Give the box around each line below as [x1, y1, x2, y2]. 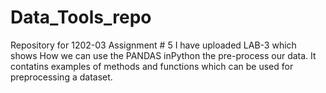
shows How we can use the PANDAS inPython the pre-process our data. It [10, 49, 317, 61]
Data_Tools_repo [10, 6, 152, 29]
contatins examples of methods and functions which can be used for [10, 60, 294, 72]
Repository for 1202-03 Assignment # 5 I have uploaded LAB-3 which [10, 39, 297, 51]
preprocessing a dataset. [10, 71, 113, 83]
